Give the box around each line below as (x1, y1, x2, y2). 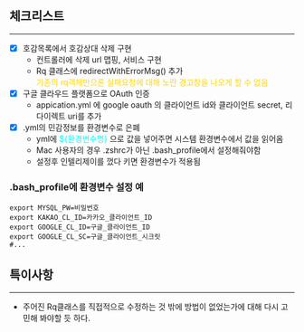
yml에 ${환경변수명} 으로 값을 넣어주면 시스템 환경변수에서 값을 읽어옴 (35, 134, 284, 144)
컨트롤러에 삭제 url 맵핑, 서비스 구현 (35, 53, 162, 65)
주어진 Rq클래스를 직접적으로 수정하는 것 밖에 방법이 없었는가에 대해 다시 (22, 301, 279, 312)
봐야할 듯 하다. (39, 313, 90, 324)
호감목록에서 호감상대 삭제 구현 (22, 43, 132, 53)
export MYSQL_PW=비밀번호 (9, 204, 100, 213)
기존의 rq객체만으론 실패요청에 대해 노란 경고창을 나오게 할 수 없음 (35, 76, 269, 88)
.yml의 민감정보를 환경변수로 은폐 (22, 121, 140, 133)
